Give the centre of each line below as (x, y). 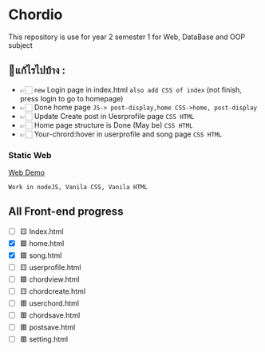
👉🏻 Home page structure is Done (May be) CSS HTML (106, 125)
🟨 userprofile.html (50, 267)
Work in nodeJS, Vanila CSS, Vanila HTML (78, 188)
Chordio (36, 15)
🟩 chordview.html (49, 279)
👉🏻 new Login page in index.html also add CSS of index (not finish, (131, 89)
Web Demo (27, 172)
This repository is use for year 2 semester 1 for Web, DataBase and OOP (127, 37)
